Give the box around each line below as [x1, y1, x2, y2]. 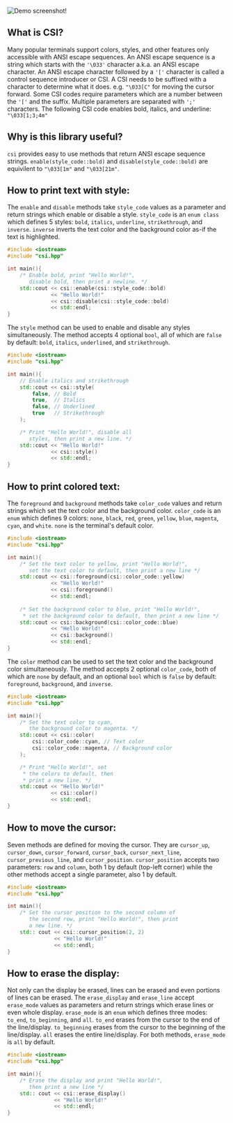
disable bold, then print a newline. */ [29, 278, 148, 285]
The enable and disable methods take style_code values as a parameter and [7, 203, 226, 211]
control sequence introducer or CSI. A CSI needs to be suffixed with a [7, 75, 207, 83]
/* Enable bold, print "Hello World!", [19, 272, 136, 279]
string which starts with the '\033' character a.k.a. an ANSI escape [7, 60, 200, 68]
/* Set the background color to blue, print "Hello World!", [19, 606, 200, 613]
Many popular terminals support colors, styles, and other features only [7, 45, 209, 54]
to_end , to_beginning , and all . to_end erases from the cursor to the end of [7, 1016, 220, 1024]
